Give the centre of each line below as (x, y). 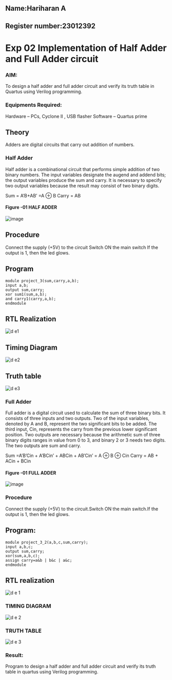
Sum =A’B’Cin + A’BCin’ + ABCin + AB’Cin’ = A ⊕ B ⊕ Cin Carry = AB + (82, 456)
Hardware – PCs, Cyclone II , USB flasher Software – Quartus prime (76, 116)
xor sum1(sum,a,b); (26, 294)
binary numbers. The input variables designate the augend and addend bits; (85, 175)
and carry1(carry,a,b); (31, 299)
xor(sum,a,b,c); (23, 556)
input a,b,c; (19, 547)
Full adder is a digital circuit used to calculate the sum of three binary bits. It (85, 413)
